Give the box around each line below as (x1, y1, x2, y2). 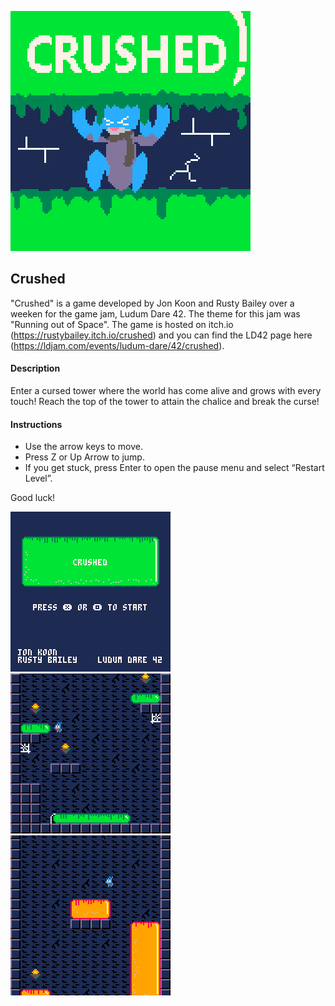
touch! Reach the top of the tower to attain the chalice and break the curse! (10, 396, 320, 408)
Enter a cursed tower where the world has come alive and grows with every (10, 385, 322, 397)
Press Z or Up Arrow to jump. (24, 451, 145, 463)
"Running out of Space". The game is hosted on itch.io (10, 318, 234, 330)
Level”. (24, 472, 53, 485)
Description (10, 362, 61, 375)
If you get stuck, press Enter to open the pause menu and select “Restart (24, 462, 325, 474)
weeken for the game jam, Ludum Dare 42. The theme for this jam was (10, 307, 301, 320)
